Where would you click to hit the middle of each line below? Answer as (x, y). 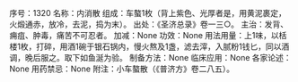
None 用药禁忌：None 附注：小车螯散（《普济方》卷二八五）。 (122, 69)
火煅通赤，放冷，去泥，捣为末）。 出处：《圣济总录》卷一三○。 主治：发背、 (149, 24)
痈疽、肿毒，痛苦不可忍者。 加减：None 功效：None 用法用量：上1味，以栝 (148, 35)
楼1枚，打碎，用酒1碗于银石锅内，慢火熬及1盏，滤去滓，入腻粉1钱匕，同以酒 (149, 46)
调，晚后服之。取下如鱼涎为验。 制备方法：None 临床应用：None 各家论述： (150, 57)
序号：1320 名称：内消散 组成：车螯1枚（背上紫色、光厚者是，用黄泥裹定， (148, 13)
